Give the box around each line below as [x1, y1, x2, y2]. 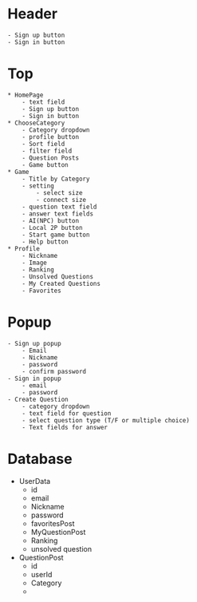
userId [30, 569, 53, 579]
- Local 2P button [22, 224, 83, 232]
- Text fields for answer [22, 423, 108, 431]
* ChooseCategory [7, 119, 65, 127]
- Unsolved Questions [22, 272, 93, 280]
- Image [22, 259, 47, 267]
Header [7, 5, 57, 23]
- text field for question [22, 409, 112, 418]
